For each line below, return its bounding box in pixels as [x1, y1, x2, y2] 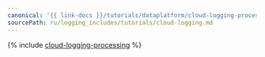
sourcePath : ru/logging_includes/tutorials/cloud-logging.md [7, 19, 214, 27]
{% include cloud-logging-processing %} [7, 40, 142, 49]
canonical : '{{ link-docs [7, 11, 93, 20]
